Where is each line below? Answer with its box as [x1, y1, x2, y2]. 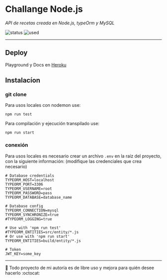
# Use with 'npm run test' [5, 225, 61, 230]
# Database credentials [5, 173, 55, 178]
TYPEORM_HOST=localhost [5, 177, 55, 182]
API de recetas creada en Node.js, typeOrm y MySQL [5, 20, 115, 26]
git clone [5, 91, 27, 98]
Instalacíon [5, 76, 41, 85]
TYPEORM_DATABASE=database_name [5, 195, 72, 200]
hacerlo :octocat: [5, 270, 40, 276]
